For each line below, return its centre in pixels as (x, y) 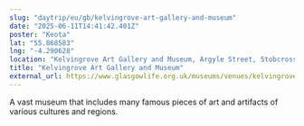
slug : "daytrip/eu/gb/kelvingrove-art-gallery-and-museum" (123, 18)
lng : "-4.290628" (42, 51)
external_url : (36, 76)
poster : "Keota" (40, 34)
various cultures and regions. (64, 111)
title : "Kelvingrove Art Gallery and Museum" (96, 68)
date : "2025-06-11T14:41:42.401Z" (75, 26)
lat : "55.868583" (42, 43)
